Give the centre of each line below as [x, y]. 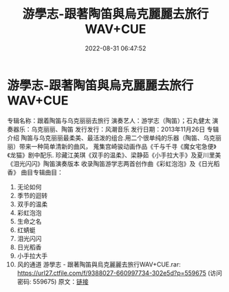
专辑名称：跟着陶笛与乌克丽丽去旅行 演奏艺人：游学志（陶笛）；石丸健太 [109, 121]
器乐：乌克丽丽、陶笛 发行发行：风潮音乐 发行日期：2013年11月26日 [109, 129]
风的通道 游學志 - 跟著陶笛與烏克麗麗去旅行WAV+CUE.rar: [99, 264]
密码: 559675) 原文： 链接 [53, 281]
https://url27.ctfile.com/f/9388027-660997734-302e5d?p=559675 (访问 [119, 273]
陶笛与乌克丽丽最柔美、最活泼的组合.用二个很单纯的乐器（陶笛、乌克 [118, 138]
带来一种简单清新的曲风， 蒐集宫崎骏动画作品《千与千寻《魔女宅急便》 [118, 146]
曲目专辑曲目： [42, 172]
